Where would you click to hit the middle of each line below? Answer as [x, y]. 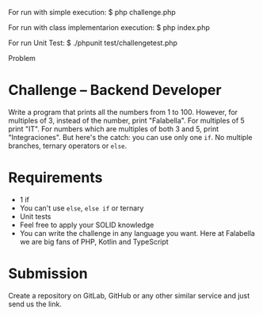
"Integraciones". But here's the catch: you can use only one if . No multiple [130, 137]
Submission [48, 274]
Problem [22, 58]
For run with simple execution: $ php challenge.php [92, 12]
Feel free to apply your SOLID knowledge [87, 225]
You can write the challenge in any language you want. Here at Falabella [137, 233]
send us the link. [35, 304]
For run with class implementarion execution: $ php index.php [109, 27]
